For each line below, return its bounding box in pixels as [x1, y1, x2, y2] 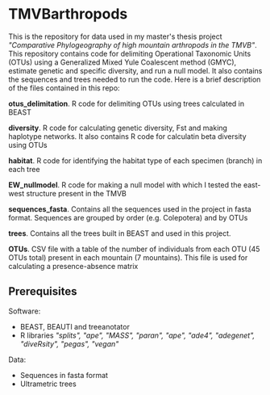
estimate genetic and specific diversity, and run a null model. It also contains [8, 65, 263, 75]
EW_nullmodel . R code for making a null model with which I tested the [8, 179, 242, 190]
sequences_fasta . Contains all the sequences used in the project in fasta [8, 204, 251, 214]
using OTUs [8, 140, 48, 149]
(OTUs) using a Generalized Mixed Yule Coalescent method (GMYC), [8, 57, 237, 67]
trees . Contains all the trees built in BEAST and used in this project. [8, 228, 231, 238]
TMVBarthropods [8, 5, 128, 23]
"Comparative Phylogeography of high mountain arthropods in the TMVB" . [8, 40, 258, 49]
